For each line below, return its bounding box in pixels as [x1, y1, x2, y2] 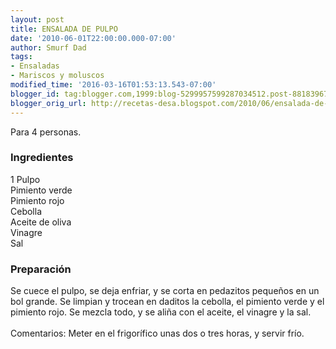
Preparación [10, 262, 72, 276]
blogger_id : [10, 89, 60, 99]
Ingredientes [10, 151, 74, 165]
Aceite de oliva [10, 216, 72, 228]
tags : [10, 52, 33, 62]
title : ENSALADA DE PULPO [10, 24, 118, 34]
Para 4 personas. [10, 126, 82, 138]
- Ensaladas [10, 61, 60, 71]
